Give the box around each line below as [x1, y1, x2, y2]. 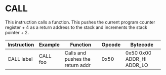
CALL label [7, 55, 33, 62]
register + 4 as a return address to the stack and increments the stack [5, 24, 147, 30]
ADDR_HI [125, 55, 147, 62]
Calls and [64, 50, 86, 56]
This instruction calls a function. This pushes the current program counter [5, 19, 156, 25]
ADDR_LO [125, 62, 148, 69]
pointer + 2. [5, 29, 29, 35]
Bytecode [130, 41, 154, 48]
